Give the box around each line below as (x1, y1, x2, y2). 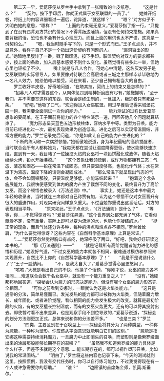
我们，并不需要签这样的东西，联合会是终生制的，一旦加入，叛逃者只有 (5, 96, 146, 102)
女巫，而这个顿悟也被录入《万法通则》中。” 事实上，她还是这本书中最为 (5, 188, 156, 193)
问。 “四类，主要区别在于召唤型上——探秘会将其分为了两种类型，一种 (5, 322, 154, 327)
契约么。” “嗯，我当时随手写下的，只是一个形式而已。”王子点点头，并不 (9, 41, 158, 46)
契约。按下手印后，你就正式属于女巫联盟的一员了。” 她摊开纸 (27, 10, 157, 16)
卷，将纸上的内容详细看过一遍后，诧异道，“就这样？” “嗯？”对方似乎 (5, 17, 151, 22)
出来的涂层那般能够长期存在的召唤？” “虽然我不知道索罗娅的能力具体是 (5, 340, 156, 346)
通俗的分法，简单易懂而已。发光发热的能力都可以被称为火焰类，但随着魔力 (5, 291, 155, 297)
